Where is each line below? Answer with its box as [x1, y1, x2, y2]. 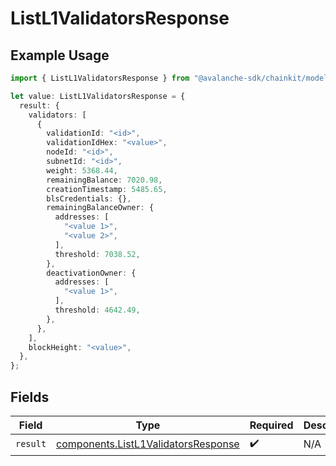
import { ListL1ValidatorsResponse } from [10, 73, 190, 83]
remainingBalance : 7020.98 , [46, 175, 163, 185]
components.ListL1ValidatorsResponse [56, 437, 240, 451]
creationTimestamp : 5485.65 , [46, 184, 168, 194]
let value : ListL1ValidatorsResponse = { [10, 91, 186, 101]
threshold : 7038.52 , [54, 249, 141, 259]
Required [249, 418, 294, 432]
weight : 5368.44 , [46, 165, 118, 176]
